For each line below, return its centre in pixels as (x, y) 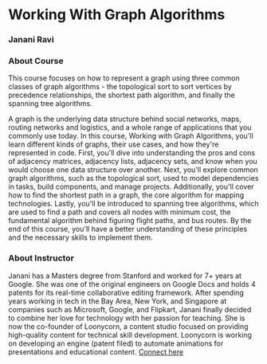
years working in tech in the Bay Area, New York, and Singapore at (118, 301)
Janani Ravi (31, 40)
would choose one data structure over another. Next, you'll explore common (133, 170)
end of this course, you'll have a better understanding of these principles (128, 229)
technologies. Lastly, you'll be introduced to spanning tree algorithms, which (133, 204)
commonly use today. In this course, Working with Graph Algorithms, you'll (131, 136)
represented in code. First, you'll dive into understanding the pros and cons (132, 153)
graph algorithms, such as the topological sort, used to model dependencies (133, 178)
